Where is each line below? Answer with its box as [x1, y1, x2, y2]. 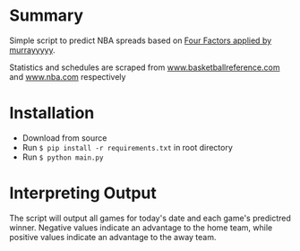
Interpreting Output [9, 183, 157, 203]
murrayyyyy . [9, 44, 56, 55]
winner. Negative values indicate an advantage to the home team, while [9, 221, 273, 233]
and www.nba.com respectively [9, 71, 126, 82]
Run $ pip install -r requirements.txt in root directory [21, 142, 233, 152]
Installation [9, 103, 95, 124]
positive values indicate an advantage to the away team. [9, 231, 217, 242]
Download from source [21, 132, 107, 143]
